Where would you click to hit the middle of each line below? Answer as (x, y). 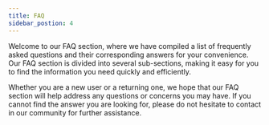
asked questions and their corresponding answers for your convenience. (128, 54)
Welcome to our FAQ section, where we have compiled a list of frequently (130, 46)
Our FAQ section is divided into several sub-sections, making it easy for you (134, 63)
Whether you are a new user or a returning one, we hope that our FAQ (124, 87)
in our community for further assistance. (75, 112)
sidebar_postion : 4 (41, 23)
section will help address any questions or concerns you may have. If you (130, 95)
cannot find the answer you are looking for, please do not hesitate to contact (135, 104)
